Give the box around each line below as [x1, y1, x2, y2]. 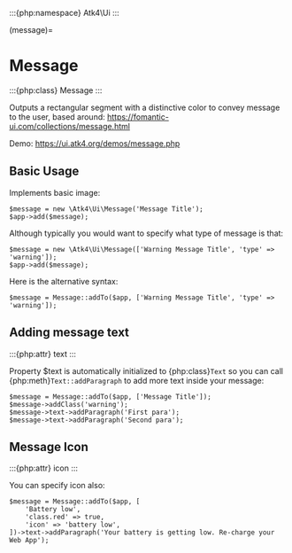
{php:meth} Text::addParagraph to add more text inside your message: [9, 375, 265, 386]
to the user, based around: [9, 111, 106, 122]
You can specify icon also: [9, 480, 105, 491]
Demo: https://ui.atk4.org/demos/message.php [9, 137, 181, 149]
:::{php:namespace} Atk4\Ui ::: [9, 8, 119, 18]
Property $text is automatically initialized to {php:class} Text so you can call [9, 365, 283, 376]
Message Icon [9, 439, 88, 455]
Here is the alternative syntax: [9, 276, 119, 286]
